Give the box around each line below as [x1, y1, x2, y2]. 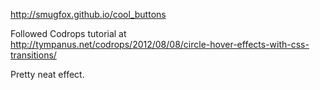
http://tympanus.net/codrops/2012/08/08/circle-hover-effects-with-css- [10, 39, 310, 50]
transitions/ [10, 49, 57, 61]
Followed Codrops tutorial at [10, 28, 127, 39]
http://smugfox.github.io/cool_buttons [10, 9, 167, 20]
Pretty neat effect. [10, 69, 85, 80]
